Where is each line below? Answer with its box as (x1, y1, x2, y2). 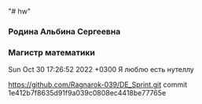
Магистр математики (8, 47, 96, 58)
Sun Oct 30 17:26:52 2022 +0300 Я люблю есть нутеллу (8, 65, 194, 74)
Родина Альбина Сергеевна (8, 26, 121, 37)
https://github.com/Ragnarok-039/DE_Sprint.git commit (8, 80, 188, 89)
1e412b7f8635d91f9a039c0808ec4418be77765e (8, 88, 167, 98)
